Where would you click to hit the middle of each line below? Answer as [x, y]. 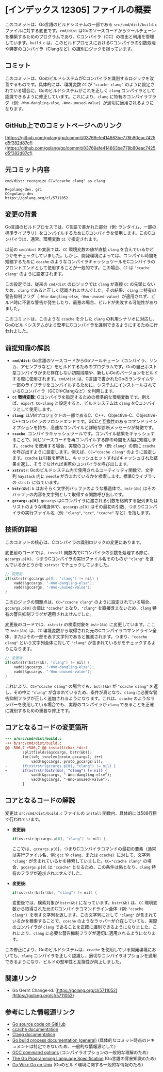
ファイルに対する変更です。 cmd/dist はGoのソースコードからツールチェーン [81, 30]
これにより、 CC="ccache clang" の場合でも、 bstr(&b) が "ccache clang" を [79, 686]
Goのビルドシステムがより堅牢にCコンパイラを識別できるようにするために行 [81, 325]
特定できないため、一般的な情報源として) [74, 1046]
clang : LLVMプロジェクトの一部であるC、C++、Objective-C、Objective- [85, 415]
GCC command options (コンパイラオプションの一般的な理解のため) [80, 1053]
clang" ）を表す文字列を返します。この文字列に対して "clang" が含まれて [84, 915]
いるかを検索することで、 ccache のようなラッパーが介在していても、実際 [85, 921]
